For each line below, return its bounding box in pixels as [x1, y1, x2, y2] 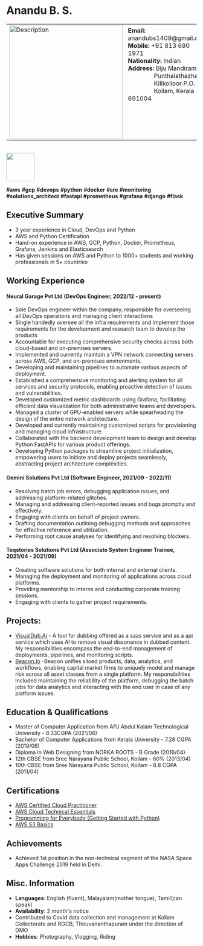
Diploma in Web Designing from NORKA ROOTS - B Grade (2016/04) [14, 749, 185, 756]
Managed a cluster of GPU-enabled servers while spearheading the [14, 409, 184, 416]
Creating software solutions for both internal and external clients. [14, 566, 177, 573]
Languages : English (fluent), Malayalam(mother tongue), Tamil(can [14, 894, 182, 901]
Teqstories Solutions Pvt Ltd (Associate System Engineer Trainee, [6, 546, 175, 554]
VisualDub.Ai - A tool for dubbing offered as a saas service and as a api [14, 632, 193, 639]
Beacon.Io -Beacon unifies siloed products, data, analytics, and [14, 657, 173, 665]
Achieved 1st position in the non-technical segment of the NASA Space [14, 855, 192, 861]
